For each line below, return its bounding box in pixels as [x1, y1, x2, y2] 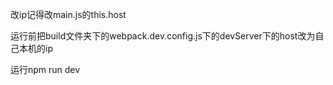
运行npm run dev [10, 64, 81, 75]
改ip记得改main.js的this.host [10, 9, 127, 20]
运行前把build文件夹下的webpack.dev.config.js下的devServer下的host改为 [10, 30, 316, 42]
